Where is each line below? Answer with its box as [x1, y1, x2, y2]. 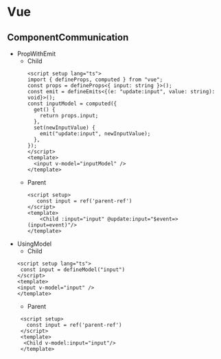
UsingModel [16, 240, 52, 248]
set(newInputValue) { [33, 124, 96, 131]
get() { [33, 106, 56, 113]
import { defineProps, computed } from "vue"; [27, 76, 163, 83]
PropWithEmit [16, 49, 56, 58]
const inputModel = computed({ [27, 100, 117, 107]
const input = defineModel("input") [20, 266, 126, 273]
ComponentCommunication [7, 32, 129, 43]
